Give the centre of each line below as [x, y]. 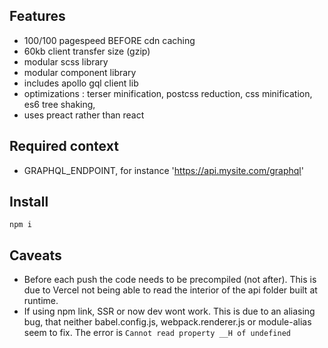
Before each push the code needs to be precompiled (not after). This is [170, 280]
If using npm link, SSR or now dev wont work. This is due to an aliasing [169, 311]
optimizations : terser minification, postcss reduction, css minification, [168, 93]
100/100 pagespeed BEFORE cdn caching [109, 40]
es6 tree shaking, [59, 104]
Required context [64, 146]
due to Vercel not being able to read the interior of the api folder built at [170, 290]
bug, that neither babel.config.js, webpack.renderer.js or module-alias [167, 322]
